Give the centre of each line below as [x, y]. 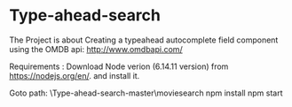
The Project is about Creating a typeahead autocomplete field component [144, 40]
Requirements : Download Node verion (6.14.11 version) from [119, 66]
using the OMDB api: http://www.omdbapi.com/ [96, 49]
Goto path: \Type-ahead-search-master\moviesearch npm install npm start [146, 93]
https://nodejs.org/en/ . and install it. [75, 75]
